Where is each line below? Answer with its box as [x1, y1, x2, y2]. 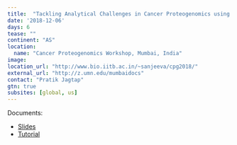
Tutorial [17, 130, 40, 139]
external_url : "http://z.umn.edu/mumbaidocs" [7, 69, 144, 76]
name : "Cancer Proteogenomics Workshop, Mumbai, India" [13, 50, 182, 57]
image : [7, 57, 27, 64]
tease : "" [7, 30, 37, 37]
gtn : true [7, 83, 37, 90]
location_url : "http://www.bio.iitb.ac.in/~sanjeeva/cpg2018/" [7, 63, 199, 70]
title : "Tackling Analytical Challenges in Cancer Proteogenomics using [7, 10, 231, 18]
